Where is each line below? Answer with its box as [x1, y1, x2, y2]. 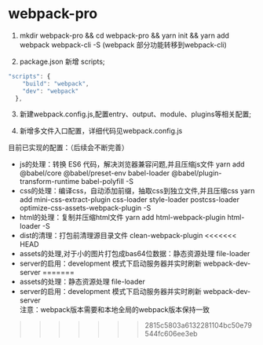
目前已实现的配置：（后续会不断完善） [8, 143, 129, 152]
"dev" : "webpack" [22, 87, 79, 95]
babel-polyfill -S [81, 177, 134, 186]
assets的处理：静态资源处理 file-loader [19, 277, 145, 287]
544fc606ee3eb [144, 329, 198, 339]
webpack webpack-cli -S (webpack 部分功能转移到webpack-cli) [19, 40, 228, 50]
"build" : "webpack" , [22, 79, 89, 87]
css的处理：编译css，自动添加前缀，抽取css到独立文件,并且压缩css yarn [19, 186, 255, 196]
